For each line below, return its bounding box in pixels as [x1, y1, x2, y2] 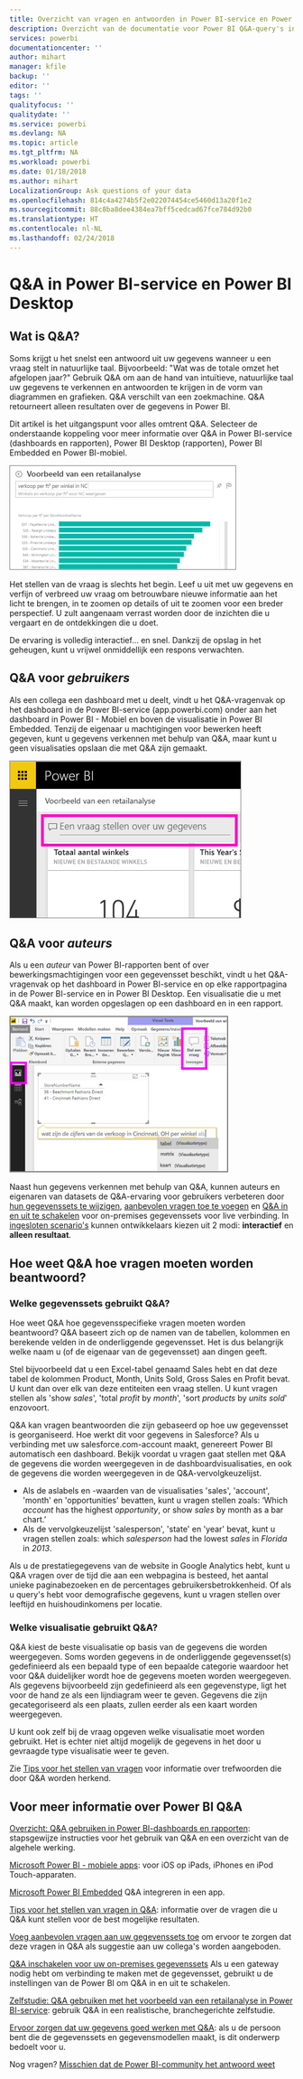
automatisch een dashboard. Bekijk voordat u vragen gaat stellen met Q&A [9, 1448, 287, 1459]
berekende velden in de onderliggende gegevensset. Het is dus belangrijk [9, 1337, 284, 1348]
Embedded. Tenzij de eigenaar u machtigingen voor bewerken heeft [9, 723, 262, 734]
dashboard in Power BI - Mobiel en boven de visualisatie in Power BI [9, 714, 263, 725]
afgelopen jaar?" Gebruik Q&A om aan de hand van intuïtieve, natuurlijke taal [9, 371, 294, 383]
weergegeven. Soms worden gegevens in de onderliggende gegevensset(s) [9, 1652, 291, 1662]
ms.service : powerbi [9, 119, 87, 128]
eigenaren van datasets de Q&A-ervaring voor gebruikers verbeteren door [9, 1191, 285, 1202]
